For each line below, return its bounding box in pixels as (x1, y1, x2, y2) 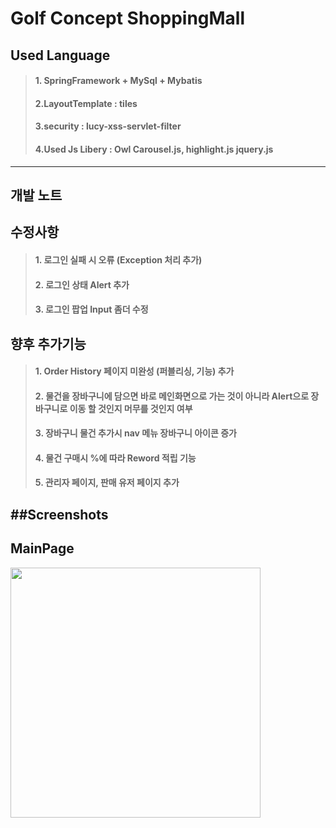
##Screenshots (10, 506, 109, 523)
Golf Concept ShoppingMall (10, 7, 246, 30)
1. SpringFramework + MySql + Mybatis (34, 75, 203, 87)
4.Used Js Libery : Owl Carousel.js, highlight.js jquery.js (34, 143, 274, 155)
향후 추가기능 (10, 335, 87, 352)
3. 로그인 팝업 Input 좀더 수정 (34, 303, 149, 316)
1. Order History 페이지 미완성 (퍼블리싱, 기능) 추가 (34, 365, 235, 377)
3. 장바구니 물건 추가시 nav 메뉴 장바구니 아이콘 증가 (34, 427, 237, 439)
